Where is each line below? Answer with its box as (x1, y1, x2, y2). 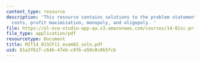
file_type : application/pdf (6, 31, 77, 37)
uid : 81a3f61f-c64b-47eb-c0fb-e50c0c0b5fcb (6, 47, 117, 53)
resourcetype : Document (6, 36, 66, 42)
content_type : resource (6, 8, 66, 15)
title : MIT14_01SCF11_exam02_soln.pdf (6, 42, 103, 48)
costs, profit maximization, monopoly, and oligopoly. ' (11, 19, 157, 25)
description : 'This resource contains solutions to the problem (6, 14, 170, 20)
